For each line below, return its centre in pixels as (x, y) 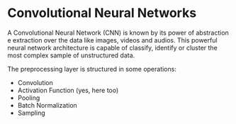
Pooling (29, 98)
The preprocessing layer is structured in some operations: (92, 69)
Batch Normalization (47, 105)
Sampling (32, 113)
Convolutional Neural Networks (102, 13)
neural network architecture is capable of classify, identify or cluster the (112, 47)
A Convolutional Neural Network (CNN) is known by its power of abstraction (118, 33)
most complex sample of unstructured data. (71, 55)
